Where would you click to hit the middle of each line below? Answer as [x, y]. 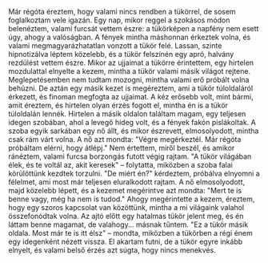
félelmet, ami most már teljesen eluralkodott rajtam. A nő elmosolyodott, [127, 182]
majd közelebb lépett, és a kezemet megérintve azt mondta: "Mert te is [125, 190]
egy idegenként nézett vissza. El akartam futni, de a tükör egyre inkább [126, 241]
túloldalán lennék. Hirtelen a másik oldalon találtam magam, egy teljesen [127, 114]
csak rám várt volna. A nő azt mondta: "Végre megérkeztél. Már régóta [125, 139]
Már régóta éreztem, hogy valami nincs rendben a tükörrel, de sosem [122, 12]
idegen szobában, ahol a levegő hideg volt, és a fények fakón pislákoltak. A [132, 122]
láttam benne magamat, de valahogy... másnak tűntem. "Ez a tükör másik [128, 225]
